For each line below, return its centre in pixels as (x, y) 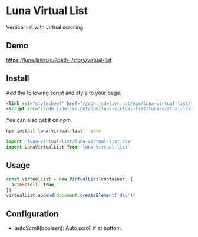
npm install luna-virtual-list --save (54, 131)
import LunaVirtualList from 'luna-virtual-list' (68, 147)
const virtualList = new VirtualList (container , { (70, 179)
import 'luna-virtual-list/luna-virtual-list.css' (70, 142)
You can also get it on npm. (39, 120)
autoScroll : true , (34, 185)
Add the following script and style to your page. (64, 93)
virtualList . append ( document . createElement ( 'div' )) (71, 196)
